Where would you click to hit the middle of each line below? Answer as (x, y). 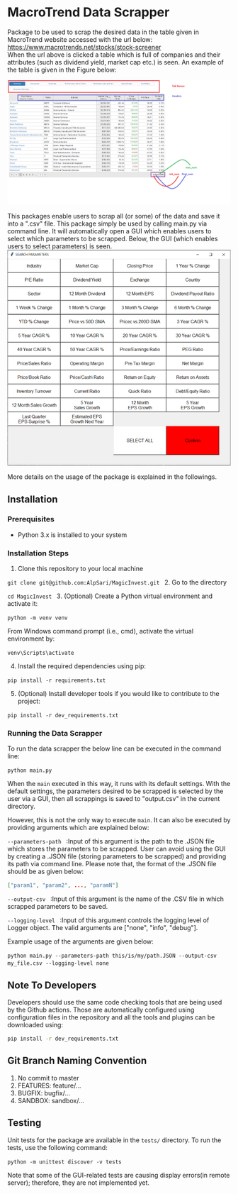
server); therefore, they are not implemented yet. (79, 1183)
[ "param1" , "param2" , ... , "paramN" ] (63, 885)
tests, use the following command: (57, 1147)
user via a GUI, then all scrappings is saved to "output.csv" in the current (114, 799)
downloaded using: (35, 1025)
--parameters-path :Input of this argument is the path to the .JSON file (111, 841)
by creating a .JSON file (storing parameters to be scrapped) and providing (117, 856)
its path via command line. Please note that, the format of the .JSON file (112, 864)
